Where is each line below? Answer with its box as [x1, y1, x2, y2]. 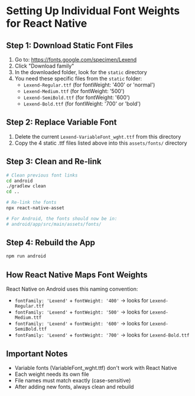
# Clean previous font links [6, 172, 78, 178]
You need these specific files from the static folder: [14, 75, 142, 82]
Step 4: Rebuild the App [6, 238, 96, 248]
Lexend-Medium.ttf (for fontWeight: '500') [23, 88, 125, 94]
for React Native [6, 17, 87, 30]
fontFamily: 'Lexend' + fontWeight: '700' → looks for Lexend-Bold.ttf [14, 331, 190, 338]
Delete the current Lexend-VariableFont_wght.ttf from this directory [14, 133, 181, 140]
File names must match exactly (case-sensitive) [14, 376, 131, 384]
